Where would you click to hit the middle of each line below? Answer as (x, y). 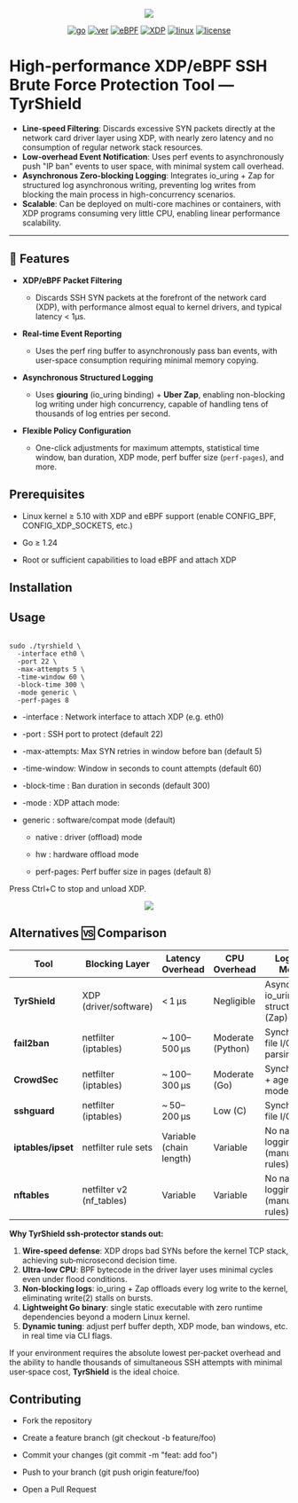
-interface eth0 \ (51, 653)
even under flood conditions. (74, 1279)
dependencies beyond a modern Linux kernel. (106, 1317)
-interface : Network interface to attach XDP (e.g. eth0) (123, 716)
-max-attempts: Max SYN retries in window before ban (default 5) (142, 751)
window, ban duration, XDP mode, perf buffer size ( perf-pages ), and (159, 457)
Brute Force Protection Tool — (122, 85)
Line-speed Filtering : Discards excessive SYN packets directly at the (149, 128)
